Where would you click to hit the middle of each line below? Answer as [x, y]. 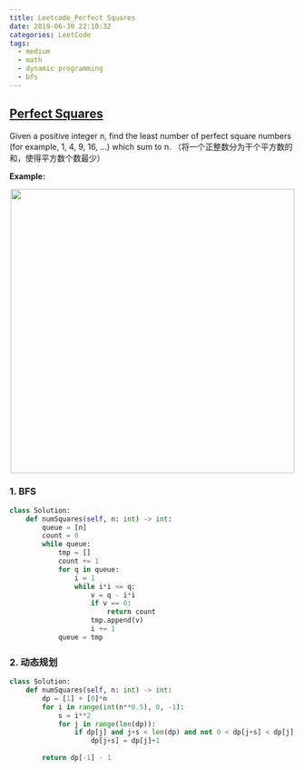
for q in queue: [88, 569]
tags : [20, 43]
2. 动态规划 [34, 662]
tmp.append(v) [117, 620]
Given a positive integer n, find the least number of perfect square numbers [151, 135]
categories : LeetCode [50, 35]
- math [30, 60]
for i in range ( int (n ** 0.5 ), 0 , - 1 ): [113, 707]
